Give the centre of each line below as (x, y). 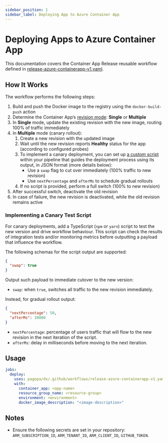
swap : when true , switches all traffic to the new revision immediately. (83, 290)
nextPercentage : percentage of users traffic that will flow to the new (82, 332)
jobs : (11, 370)
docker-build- (147, 107)
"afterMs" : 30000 (28, 318)
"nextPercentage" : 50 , (33, 313)
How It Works (27, 85)
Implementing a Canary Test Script (48, 215)
